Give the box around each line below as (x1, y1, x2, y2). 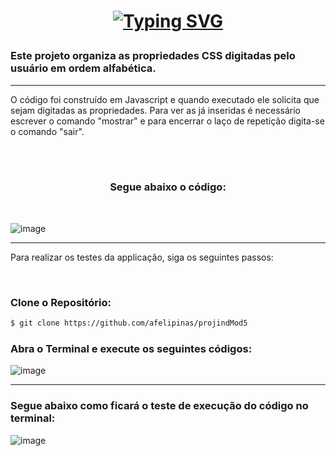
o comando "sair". (10, 125, 85, 137)
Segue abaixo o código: (109, 180, 227, 194)
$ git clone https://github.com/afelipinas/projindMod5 (10, 318, 248, 329)
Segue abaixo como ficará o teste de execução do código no (10, 399, 309, 413)
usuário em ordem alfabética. (10, 61, 157, 75)
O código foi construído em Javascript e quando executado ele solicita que (10, 93, 320, 105)
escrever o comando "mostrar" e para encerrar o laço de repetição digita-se (10, 115, 325, 127)
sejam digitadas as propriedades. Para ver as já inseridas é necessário (10, 104, 301, 116)
